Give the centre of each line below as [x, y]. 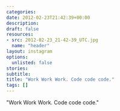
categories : [21, 12]
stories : [17, 68]
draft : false [23, 29]
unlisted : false [32, 62]
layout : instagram [29, 52]
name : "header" [31, 46]
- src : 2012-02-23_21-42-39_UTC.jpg [52, 40]
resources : [20, 35]
